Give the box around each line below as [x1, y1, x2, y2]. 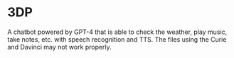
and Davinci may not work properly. [7, 42, 112, 51]
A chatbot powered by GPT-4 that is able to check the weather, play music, [7, 28, 228, 36]
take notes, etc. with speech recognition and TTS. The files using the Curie [7, 35, 227, 43]
